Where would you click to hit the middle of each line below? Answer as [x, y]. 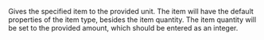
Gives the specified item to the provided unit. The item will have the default [131, 11]
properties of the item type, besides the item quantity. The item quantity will [132, 20]
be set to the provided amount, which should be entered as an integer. [123, 28]
